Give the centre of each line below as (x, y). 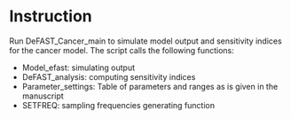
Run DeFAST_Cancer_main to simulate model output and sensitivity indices (145, 41)
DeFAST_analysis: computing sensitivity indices (109, 76)
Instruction (51, 16)
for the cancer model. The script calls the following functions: (122, 50)
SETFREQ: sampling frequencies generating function (118, 105)
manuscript (43, 96)
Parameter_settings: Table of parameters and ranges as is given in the (150, 86)
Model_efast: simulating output (79, 67)
